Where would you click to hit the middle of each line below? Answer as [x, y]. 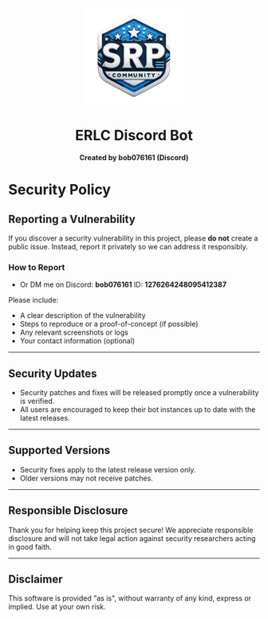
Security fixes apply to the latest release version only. [108, 469]
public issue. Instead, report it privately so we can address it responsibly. [128, 246]
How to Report [37, 267]
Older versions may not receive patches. [86, 478]
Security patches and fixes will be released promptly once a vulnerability [139, 393]
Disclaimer [35, 580]
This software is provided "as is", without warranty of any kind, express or [130, 598]
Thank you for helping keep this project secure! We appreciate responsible [131, 530]
